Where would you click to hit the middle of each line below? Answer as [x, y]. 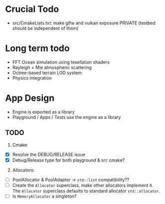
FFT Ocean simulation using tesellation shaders [61, 62]
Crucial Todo [32, 9]
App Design [30, 98]
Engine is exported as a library [43, 112]
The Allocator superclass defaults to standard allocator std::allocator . [86, 191]
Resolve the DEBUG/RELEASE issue [49, 154]
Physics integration [32, 78]
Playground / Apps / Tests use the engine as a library [67, 117]
